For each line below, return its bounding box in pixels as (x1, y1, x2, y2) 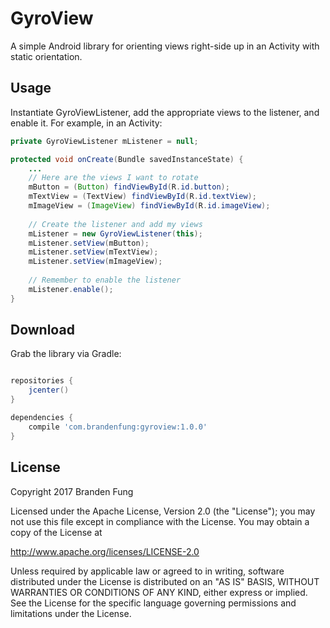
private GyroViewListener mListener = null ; (10, 136, 199, 146)
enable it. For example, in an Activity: (10, 117, 163, 129)
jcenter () (28, 385, 70, 396)
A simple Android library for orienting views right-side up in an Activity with (10, 40, 320, 52)
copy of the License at (10, 526, 103, 538)
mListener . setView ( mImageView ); (28, 257, 163, 267)
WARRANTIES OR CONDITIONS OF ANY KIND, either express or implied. (10, 586, 308, 598)
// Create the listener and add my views (28, 219, 203, 229)
